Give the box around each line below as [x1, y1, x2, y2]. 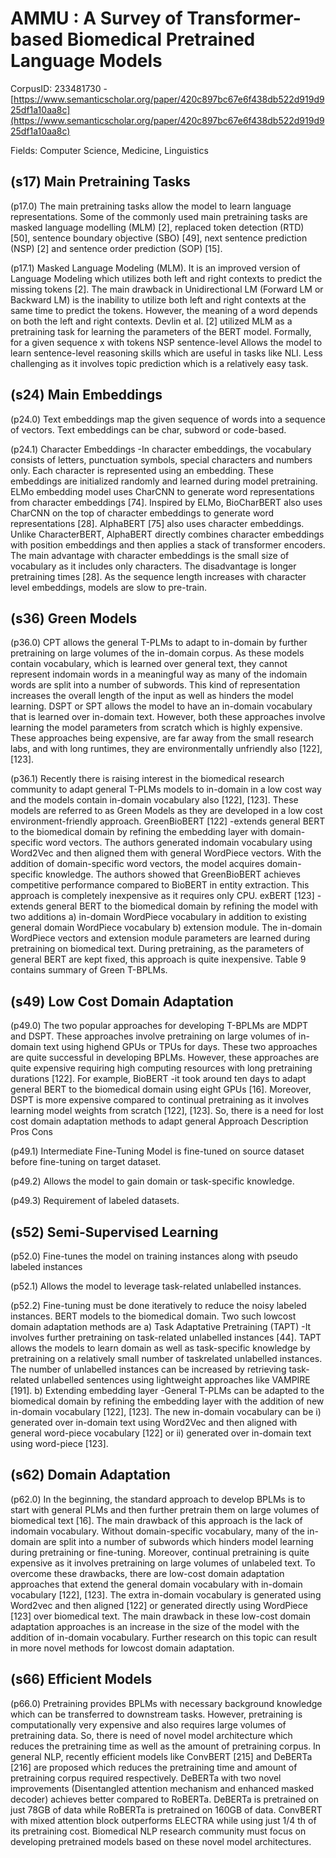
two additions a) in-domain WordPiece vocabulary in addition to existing [10, 911, 307, 923]
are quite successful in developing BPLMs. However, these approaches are [10, 1052, 320, 1064]
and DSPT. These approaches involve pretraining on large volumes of [10, 1030, 297, 1042]
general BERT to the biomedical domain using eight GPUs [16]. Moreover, [10, 1083, 312, 1096]
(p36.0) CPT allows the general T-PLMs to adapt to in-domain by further [10, 637, 308, 649]
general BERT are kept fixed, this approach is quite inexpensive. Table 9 [10, 953, 307, 966]
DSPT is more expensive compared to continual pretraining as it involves [10, 1094, 310, 1106]
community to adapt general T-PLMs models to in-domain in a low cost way [10, 783, 322, 796]
